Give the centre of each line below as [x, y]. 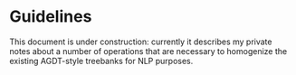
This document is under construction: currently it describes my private [141, 42]
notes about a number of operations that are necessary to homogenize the [148, 51]
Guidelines [51, 17]
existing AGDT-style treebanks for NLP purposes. [101, 61]
